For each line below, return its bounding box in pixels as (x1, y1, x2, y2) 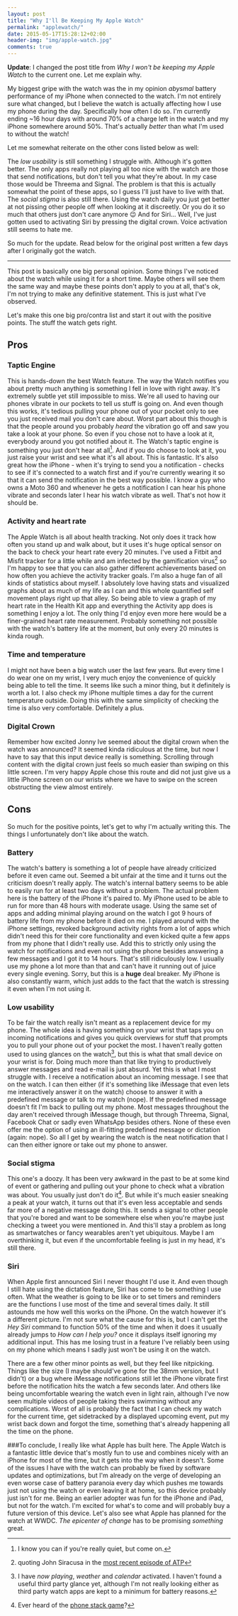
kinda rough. (7, 632, 45, 641)
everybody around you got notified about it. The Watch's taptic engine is (7, 437, 220, 445)
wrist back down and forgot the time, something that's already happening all (7, 1420, 230, 1428)
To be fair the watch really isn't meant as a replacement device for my (7, 1018, 211, 1027)
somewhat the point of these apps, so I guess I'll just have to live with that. (7, 188, 225, 196)
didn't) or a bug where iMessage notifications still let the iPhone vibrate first (7, 1374, 229, 1383)
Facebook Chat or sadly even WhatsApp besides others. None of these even (7, 1118, 231, 1126)
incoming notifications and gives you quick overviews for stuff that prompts (7, 1034, 228, 1042)
